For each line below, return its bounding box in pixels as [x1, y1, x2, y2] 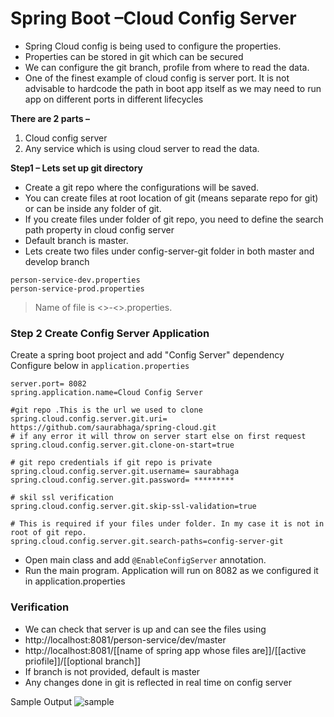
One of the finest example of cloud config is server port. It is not [24, 72, 290, 84]
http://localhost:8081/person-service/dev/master [24, 633, 227, 646]
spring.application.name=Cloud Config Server [10, 388, 203, 398]
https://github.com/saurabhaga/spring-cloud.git [10, 423, 217, 433]
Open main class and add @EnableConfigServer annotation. [24, 554, 267, 566]
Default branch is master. [24, 234, 129, 246]
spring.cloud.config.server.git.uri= [10, 414, 168, 424]
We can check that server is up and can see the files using [24, 623, 267, 635]
